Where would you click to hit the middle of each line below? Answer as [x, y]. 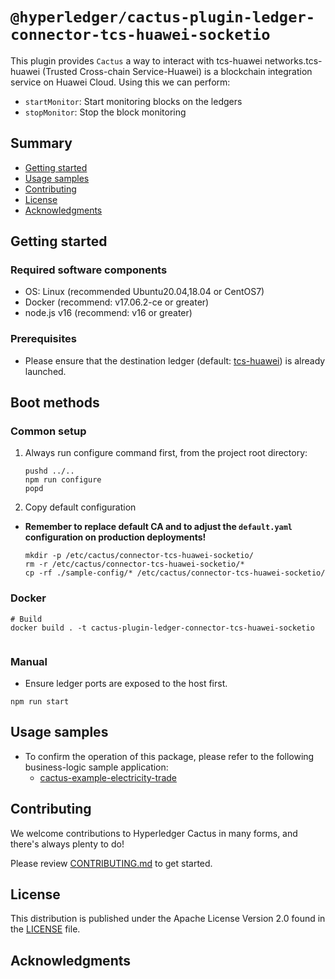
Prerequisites [43, 339]
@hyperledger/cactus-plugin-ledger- [163, 17]
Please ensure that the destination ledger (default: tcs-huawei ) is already [175, 360]
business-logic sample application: [96, 767]
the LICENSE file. [45, 929]
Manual [29, 661]
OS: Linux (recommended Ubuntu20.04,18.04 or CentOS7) [144, 292]
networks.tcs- [293, 60]
